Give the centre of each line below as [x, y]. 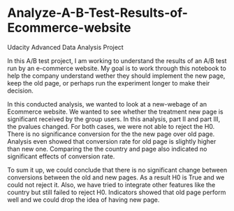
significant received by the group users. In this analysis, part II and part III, [114, 119]
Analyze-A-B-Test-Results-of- [98, 13]
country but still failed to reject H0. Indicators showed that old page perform [117, 192]
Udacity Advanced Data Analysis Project [65, 47]
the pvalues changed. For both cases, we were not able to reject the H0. [111, 126]
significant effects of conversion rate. [61, 156]
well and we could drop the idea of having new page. [83, 199]
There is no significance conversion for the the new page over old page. [111, 134]
